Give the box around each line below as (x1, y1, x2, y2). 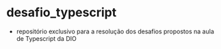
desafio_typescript (6, 5, 117, 20)
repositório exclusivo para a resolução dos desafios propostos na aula (16, 27, 215, 35)
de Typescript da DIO (16, 34, 77, 42)
